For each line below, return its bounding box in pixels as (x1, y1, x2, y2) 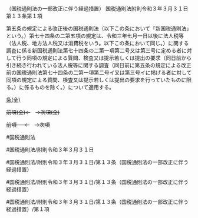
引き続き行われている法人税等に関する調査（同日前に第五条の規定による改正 (6, 62, 192, 69)
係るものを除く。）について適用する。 (24, 84, 115, 90)
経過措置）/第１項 (6, 206, 50, 213)
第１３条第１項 (6, 12, 42, 19)
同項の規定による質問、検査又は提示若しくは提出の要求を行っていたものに (6, 76, 187, 83)
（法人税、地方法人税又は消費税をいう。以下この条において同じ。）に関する (6, 40, 189, 46)
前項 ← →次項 (6, 121, 50, 128)
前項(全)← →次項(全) (6, 109, 60, 116)
